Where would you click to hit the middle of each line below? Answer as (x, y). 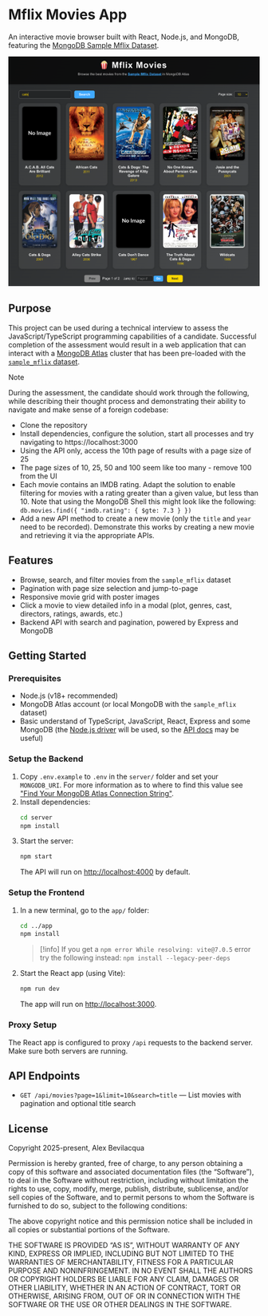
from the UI (38, 476)
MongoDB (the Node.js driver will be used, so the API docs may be (129, 730)
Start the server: (47, 841)
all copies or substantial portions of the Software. (89, 1230)
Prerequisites (35, 679)
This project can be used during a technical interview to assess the (118, 327)
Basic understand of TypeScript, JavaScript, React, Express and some (135, 721)
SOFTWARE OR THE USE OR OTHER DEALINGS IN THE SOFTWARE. (120, 1305)
